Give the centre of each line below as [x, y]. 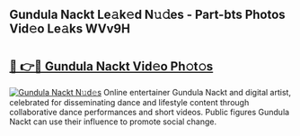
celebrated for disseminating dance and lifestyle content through [129, 102]
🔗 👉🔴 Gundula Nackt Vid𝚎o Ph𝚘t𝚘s [111, 66]
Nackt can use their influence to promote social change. [113, 122]
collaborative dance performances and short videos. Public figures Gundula [150, 112]
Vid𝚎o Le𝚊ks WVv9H [70, 29]
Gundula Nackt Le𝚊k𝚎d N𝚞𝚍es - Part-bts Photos [147, 15]
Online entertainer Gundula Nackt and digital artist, [197, 92]
